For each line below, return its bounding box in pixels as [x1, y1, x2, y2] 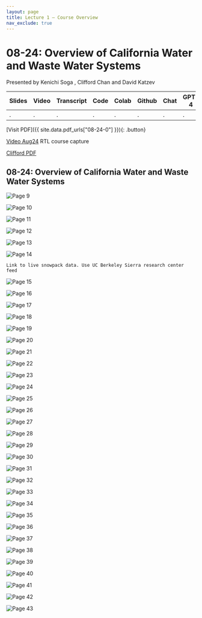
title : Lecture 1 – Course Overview [6, 14, 98, 20]
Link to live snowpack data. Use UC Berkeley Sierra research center [6, 263, 185, 269]
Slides [9, 97, 28, 105]
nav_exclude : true [6, 20, 52, 26]
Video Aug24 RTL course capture [6, 138, 89, 145]
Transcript [56, 97, 87, 105]
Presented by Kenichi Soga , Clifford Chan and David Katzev [6, 79, 155, 86]
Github [137, 97, 158, 105]
